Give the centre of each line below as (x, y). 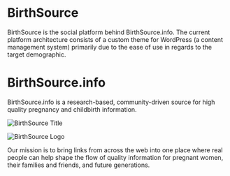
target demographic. (37, 54)
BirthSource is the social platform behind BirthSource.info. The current (109, 32)
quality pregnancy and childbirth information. (72, 109)
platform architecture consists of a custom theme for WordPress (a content (115, 39)
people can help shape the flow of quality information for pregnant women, (115, 157)
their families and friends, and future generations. (79, 165)
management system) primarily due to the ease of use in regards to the (109, 47)
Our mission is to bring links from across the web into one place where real (115, 150)
